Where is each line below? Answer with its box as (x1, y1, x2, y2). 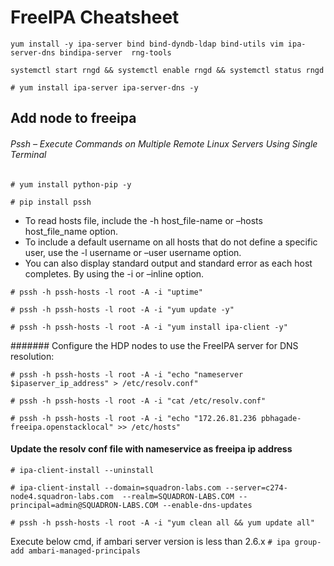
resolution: (10, 350, 55, 362)
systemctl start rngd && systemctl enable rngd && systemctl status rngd (10, 65, 325, 75)
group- (294, 537, 322, 547)
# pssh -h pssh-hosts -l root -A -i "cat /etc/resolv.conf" (10, 396, 267, 406)
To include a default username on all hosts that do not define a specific (24, 236, 318, 248)
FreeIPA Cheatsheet (10, 6, 180, 29)
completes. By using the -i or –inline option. (24, 267, 205, 280)
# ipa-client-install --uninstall (10, 465, 155, 475)
